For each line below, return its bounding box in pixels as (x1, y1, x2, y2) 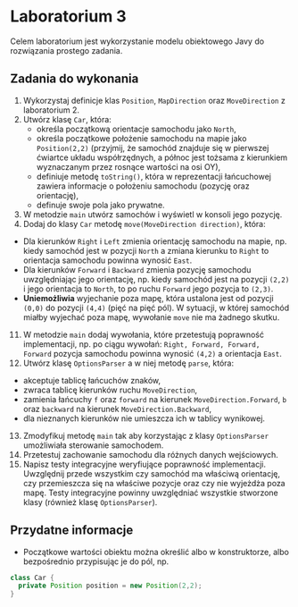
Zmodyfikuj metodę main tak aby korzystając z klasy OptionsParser (22, 430, 269, 441)
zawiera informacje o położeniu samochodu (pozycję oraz (36, 181, 250, 191)
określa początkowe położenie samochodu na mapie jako (36, 132, 247, 144)
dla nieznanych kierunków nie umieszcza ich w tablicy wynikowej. (22, 413, 266, 424)
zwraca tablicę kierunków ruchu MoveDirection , (22, 384, 198, 395)
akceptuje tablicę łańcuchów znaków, (22, 375, 161, 385)
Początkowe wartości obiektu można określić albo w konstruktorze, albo (22, 546, 289, 557)
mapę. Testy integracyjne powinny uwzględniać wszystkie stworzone (22, 487, 279, 498)
